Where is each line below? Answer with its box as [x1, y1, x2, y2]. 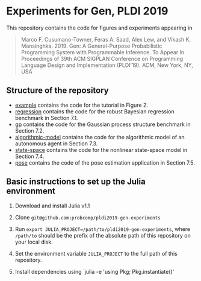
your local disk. [14, 238, 53, 245]
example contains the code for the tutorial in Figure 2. [14, 101, 149, 109]
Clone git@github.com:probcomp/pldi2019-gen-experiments [14, 213, 161, 221]
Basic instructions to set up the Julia [6, 177, 146, 187]
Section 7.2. [14, 127, 45, 134]
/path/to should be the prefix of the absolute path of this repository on [14, 232, 191, 239]
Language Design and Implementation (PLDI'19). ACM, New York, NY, [20, 62, 194, 69]
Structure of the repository [6, 86, 110, 96]
